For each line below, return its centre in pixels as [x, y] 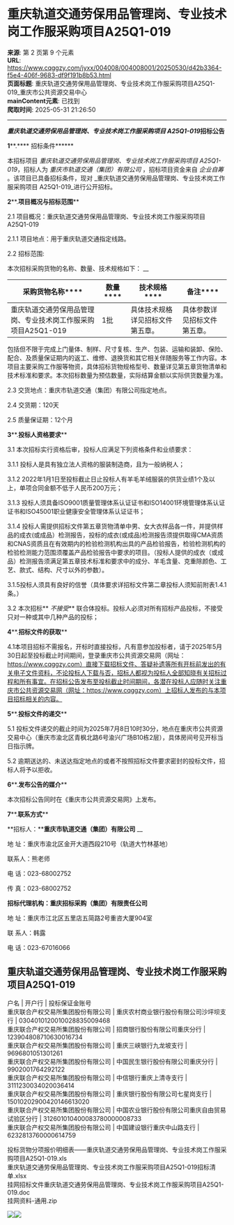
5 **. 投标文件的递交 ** [37, 713]
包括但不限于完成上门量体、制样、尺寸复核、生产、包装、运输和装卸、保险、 [117, 349]
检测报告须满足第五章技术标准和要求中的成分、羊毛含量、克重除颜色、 [120, 561]
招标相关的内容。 [38, 699]
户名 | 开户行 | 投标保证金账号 [49, 1003]
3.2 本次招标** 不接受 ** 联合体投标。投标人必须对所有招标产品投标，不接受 [115, 608]
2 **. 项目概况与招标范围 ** [44, 201]
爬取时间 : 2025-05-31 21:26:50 [52, 110]
